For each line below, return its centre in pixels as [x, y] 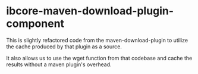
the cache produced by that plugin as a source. [64, 47]
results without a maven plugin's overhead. [59, 64]
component [35, 24]
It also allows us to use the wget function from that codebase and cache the [99, 58]
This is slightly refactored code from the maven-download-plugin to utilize [97, 40]
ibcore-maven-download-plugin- [90, 11]
